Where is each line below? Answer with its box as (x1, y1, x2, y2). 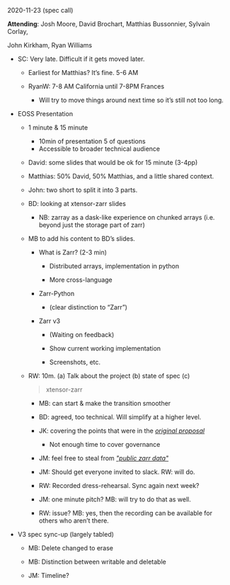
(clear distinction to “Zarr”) (49, 303, 127, 311)
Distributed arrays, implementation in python (49, 262, 179, 270)
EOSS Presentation (17, 110, 73, 118)
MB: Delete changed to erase (28, 544, 114, 552)
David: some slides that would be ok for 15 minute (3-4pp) (28, 159, 198, 166)
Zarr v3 (38, 317, 61, 325)
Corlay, (7, 28, 28, 35)
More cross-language (49, 276, 113, 284)
